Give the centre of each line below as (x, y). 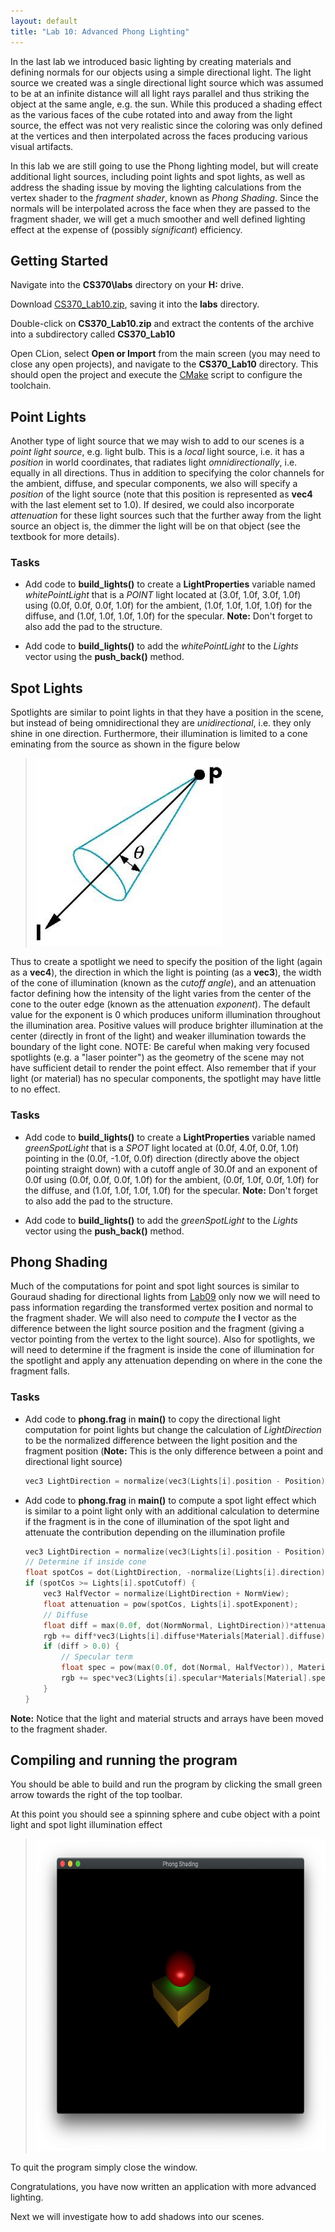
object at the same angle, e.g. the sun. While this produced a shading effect (166, 104)
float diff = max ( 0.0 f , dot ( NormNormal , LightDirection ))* (169, 1625)
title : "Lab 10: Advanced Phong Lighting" (100, 31)
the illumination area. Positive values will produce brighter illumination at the (167, 1026)
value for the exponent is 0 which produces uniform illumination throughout (165, 1015)
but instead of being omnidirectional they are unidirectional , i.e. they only (161, 723)
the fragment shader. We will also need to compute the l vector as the (154, 1318)
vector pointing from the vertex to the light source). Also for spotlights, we (163, 1339)
